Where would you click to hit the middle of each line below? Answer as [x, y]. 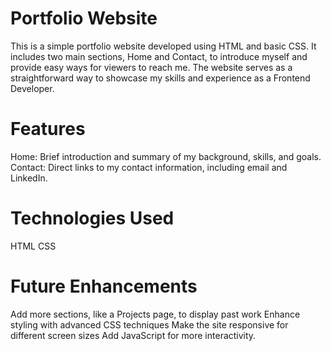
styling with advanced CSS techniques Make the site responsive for [149, 324]
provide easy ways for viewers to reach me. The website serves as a [151, 67]
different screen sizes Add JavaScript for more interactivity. [133, 335]
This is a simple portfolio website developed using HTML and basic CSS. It [163, 46]
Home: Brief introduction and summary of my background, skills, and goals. [166, 156]
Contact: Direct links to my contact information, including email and [149, 167]
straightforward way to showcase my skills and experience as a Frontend [160, 78]
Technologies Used [92, 218]
